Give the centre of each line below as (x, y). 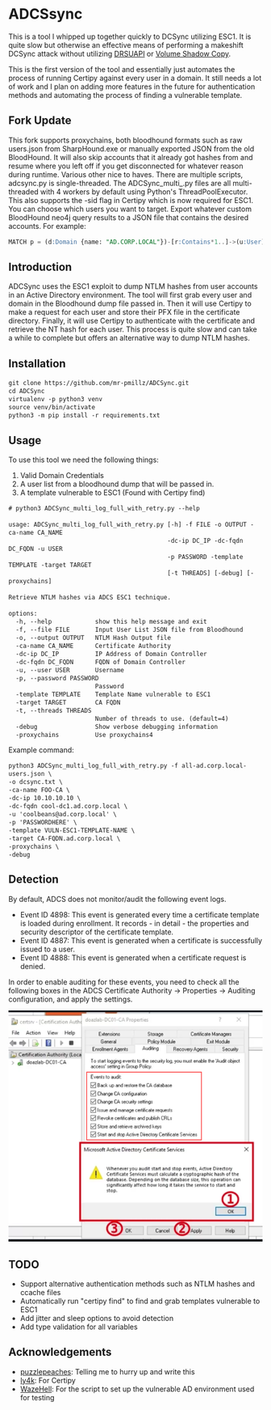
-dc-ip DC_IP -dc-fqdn (205, 541)
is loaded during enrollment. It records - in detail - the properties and (134, 923)
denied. (33, 966)
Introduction (40, 267)
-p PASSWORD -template (205, 557)
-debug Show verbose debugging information (117, 727)
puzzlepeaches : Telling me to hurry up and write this (107, 1371)
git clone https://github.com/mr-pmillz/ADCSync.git (99, 383)
